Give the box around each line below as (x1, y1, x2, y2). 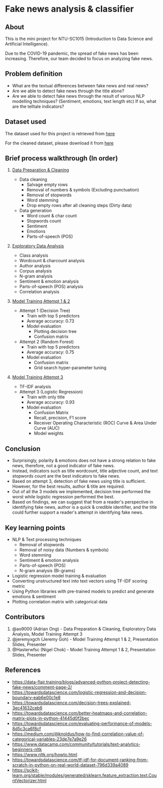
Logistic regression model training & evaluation (12, 573, 107, 579)
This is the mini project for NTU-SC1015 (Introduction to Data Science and (5, 36, 153, 41)
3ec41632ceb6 (12, 705, 43, 711)
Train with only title (26, 394, 65, 400)
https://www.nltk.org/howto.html (12, 751, 78, 757)
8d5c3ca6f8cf (12, 726, 41, 731)
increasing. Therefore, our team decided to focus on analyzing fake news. (5, 56, 153, 62)
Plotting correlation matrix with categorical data (12, 599, 108, 605)
